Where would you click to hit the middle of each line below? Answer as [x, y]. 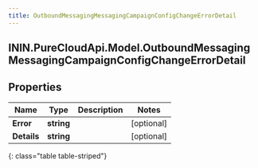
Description [100, 110]
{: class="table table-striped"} [58, 155]
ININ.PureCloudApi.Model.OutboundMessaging [129, 48]
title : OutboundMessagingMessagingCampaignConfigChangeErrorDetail [123, 16]
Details [26, 136]
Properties [35, 87]
